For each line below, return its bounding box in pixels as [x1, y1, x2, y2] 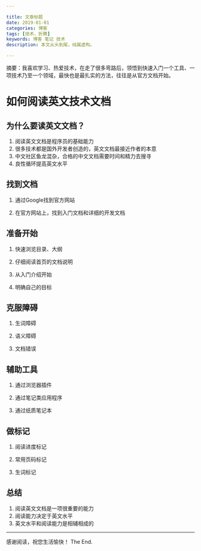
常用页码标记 [14, 456, 47, 463]
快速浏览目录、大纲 [14, 245, 63, 252]
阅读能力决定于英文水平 [14, 512, 73, 519]
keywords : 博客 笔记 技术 [6, 37, 66, 43]
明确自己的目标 [14, 283, 52, 290]
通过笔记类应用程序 [14, 394, 63, 401]
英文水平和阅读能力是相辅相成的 [14, 519, 94, 527]
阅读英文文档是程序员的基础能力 [14, 138, 94, 144]
